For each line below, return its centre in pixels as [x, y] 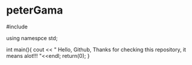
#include [17, 27]
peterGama [35, 10]
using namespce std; [32, 38]
